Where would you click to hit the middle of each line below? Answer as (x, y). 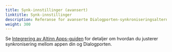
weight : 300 (18, 24)
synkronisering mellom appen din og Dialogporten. (59, 44)
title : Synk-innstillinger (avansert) (47, 10)
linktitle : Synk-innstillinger (39, 15)
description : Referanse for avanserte (47, 19)
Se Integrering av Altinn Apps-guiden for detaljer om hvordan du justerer (82, 39)
